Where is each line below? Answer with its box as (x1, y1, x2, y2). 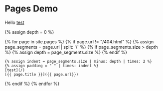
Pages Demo (4, 3, 58, 14)
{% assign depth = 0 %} (4, 29, 54, 35)
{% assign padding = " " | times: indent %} (4, 63, 99, 68)
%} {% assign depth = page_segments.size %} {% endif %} (4, 49, 128, 55)
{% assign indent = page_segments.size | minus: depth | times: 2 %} (4, 59, 153, 64)
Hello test (4, 19, 24, 25)
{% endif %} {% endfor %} (4, 81, 60, 87)
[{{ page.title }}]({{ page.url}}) (4, 72, 79, 77)
